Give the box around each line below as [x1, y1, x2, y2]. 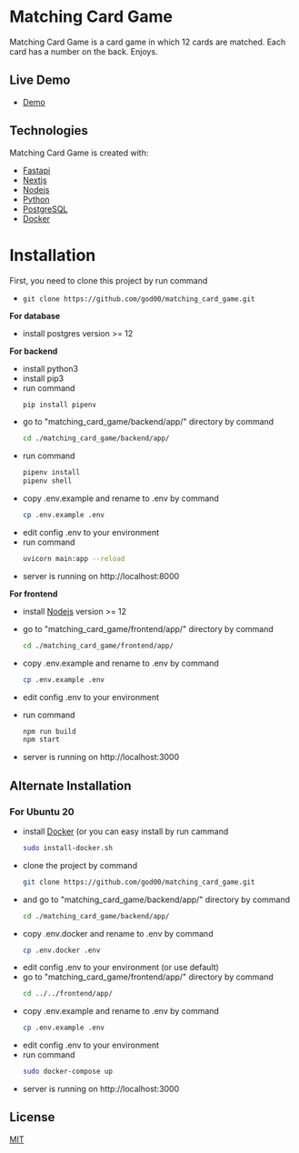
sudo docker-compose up [22, 1067, 114, 1077]
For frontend [9, 588, 58, 599]
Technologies [9, 123, 89, 138]
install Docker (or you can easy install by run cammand [22, 826, 229, 837]
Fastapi [22, 165, 51, 175]
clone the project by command [22, 859, 138, 870]
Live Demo [9, 73, 71, 88]
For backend [9, 346, 58, 356]
